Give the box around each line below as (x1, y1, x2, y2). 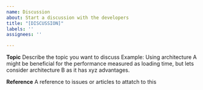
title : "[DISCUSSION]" (6, 20, 64, 26)
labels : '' (6, 26, 34, 32)
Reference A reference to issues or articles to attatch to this (6, 78, 157, 86)
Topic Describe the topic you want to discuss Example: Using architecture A (6, 54, 197, 61)
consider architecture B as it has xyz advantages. (6, 66, 130, 74)
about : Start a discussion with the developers (6, 15, 129, 21)
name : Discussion (6, 9, 50, 15)
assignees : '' (6, 32, 43, 38)
